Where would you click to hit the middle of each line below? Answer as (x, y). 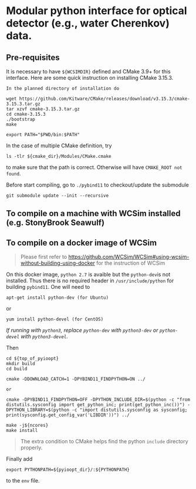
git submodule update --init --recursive (58, 195)
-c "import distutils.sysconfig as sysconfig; (129, 410)
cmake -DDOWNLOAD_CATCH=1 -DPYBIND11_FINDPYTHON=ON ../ (76, 379)
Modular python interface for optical (97, 11)
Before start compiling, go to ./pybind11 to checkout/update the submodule (97, 185)
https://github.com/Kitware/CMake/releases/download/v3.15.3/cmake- (105, 99)
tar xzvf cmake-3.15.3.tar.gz (43, 109)
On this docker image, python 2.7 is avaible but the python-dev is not (88, 275)
